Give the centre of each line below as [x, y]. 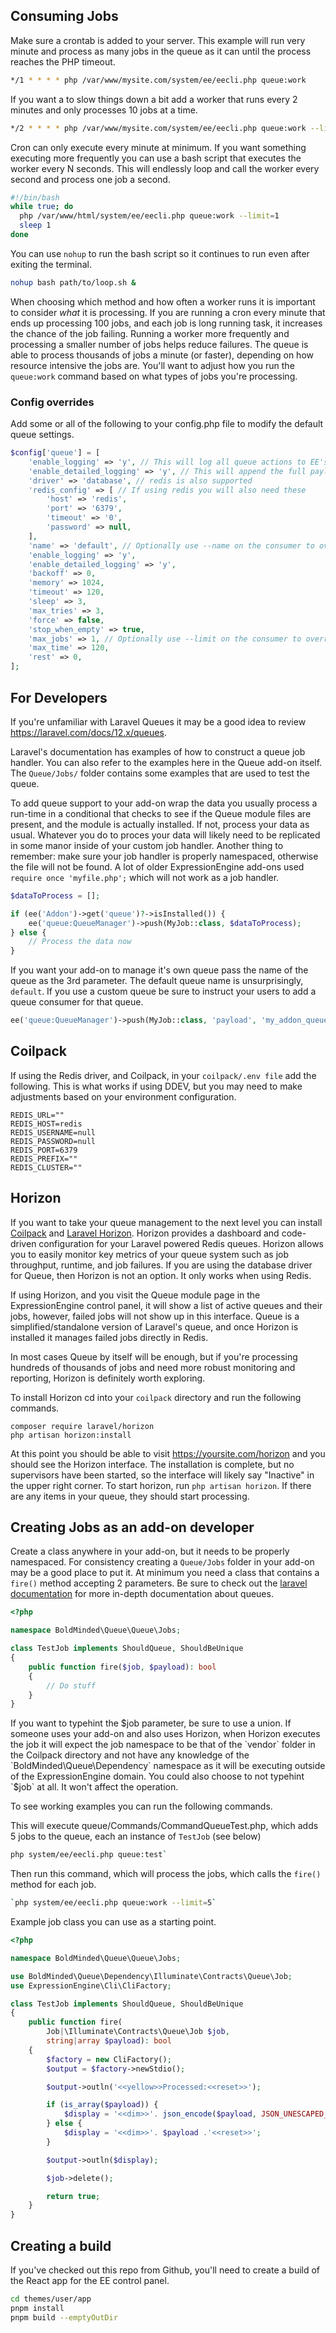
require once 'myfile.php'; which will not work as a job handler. [145, 877]
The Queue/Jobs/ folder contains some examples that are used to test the [160, 773]
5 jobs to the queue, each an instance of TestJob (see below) [136, 1836]
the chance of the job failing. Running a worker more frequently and [150, 333]
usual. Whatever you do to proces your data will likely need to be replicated [165, 835]
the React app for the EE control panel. [90, 2281]
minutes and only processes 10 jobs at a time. [104, 110]
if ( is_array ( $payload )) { [102, 2105]
